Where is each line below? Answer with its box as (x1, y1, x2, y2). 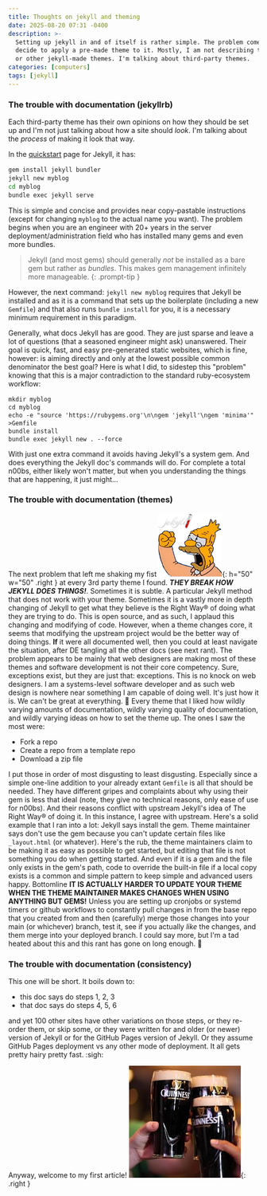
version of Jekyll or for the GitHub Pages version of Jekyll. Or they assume (8, 1033, 253, 1043)
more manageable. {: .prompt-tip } (27, 272, 141, 281)
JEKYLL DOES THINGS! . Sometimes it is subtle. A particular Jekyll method (8, 586, 253, 595)
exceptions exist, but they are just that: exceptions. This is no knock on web (8, 670, 257, 680)
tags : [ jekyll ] (8, 72, 59, 80)
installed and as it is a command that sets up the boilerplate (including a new (8, 296, 259, 305)
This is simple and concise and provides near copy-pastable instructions (8, 206, 246, 215)
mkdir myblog (8, 395, 52, 403)
